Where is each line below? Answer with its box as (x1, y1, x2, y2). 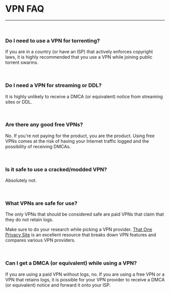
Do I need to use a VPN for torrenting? (5, 37, 100, 44)
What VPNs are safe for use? (5, 200, 77, 207)
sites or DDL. (5, 99, 32, 105)
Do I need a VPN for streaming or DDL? (5, 82, 102, 89)
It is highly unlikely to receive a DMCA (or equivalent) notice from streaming (5, 93, 163, 99)
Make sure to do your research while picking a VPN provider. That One (5, 226, 153, 233)
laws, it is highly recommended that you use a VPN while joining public (5, 54, 153, 60)
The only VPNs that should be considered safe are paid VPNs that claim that (5, 211, 164, 218)
